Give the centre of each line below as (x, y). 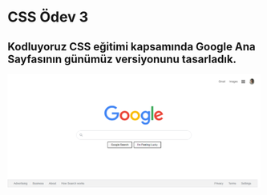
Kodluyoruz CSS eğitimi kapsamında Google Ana (131, 47)
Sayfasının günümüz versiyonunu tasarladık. (122, 59)
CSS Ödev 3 (48, 17)
